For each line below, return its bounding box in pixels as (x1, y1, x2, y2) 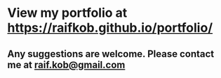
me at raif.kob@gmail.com (7, 58, 126, 71)
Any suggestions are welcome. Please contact (7, 48, 215, 60)
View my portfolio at (7, 5, 128, 21)
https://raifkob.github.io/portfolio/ (7, 20, 213, 36)
